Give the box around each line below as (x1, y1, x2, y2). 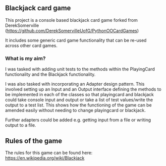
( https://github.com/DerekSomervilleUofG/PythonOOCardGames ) (5, 27, 139, 34)
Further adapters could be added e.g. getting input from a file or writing (5, 117, 151, 123)
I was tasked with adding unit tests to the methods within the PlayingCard (5, 66, 155, 72)
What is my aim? (5, 55, 46, 61)
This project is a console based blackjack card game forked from (5, 17, 138, 23)
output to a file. (5, 122, 36, 128)
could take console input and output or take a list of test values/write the (5, 97, 153, 103)
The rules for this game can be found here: (5, 150, 93, 156)
